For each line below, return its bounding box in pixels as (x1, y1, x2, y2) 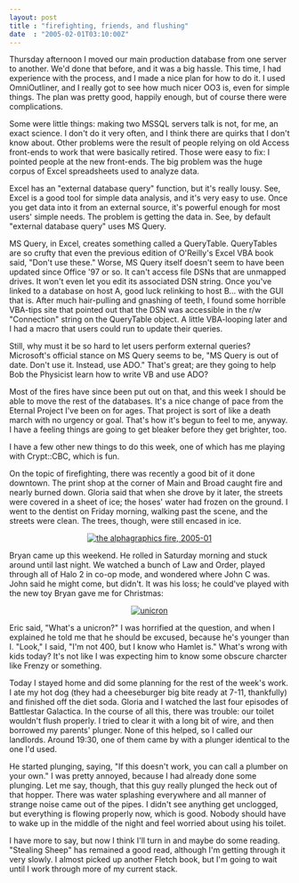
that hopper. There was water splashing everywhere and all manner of (9, 789, 267, 800)
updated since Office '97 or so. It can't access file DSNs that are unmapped (9, 266, 287, 277)
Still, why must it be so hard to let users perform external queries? (9, 340, 251, 352)
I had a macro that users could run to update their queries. (9, 323, 223, 334)
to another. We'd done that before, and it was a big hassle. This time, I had (9, 63, 282, 74)
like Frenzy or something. (9, 660, 102, 671)
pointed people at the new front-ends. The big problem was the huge (9, 157, 263, 168)
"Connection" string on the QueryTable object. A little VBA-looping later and (9, 314, 287, 325)
